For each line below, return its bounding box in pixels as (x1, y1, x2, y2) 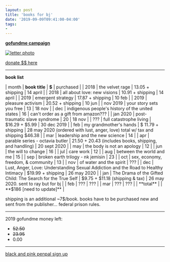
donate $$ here (5, 60, 38, 66)
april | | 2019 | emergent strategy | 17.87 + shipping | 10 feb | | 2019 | (5, 95, 147, 101)
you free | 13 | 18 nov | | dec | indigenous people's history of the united (5, 106, 153, 112)
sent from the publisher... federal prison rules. (5, 201, 101, 207)
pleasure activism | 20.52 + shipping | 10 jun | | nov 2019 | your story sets (5, 100, 158, 106)
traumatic (5, 116, 25, 122)
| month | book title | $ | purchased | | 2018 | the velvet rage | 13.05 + (5, 84, 150, 90)
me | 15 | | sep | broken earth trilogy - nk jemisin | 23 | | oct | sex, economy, (5, 154, 162, 160)
